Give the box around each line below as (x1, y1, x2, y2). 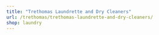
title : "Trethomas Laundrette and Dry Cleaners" (6, 8, 132, 15)
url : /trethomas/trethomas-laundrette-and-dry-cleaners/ (6, 14, 154, 20)
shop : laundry (6, 20, 42, 26)
